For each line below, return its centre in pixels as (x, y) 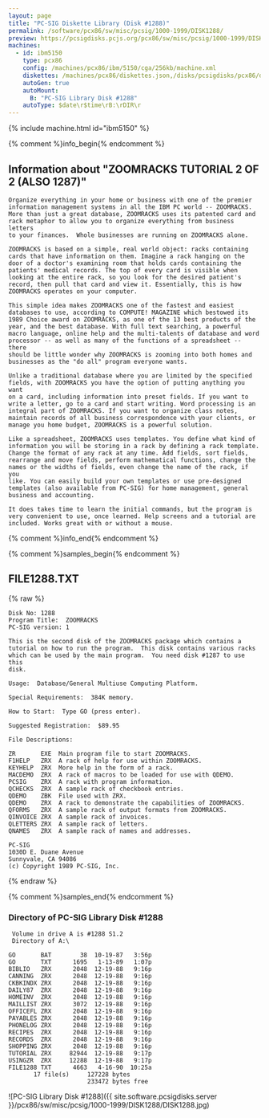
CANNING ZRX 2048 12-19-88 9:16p (80, 977)
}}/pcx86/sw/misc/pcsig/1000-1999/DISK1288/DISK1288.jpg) (109, 1105)
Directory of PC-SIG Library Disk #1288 (86, 917)
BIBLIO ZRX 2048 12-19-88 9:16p (80, 969)
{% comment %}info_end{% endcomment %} (83, 538)
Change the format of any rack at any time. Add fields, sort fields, (128, 453)
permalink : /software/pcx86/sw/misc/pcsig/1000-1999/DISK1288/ (116, 31)
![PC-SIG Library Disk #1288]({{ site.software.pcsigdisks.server (113, 1096)
